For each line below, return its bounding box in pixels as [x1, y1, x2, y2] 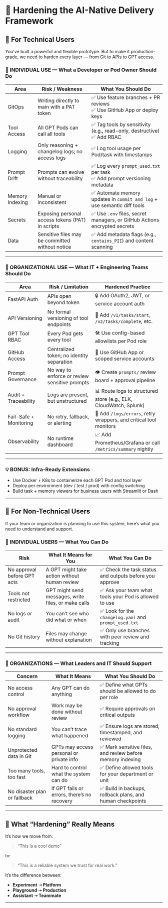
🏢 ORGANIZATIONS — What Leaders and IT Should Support [5, 660, 152, 667]
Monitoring [7, 419, 33, 426]
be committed [37, 237, 70, 244]
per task [91, 169, 111, 176]
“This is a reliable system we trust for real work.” [17, 862, 117, 868]
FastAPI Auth [7, 296, 38, 303]
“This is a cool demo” [17, 843, 61, 849]
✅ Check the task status [99, 566, 156, 573]
